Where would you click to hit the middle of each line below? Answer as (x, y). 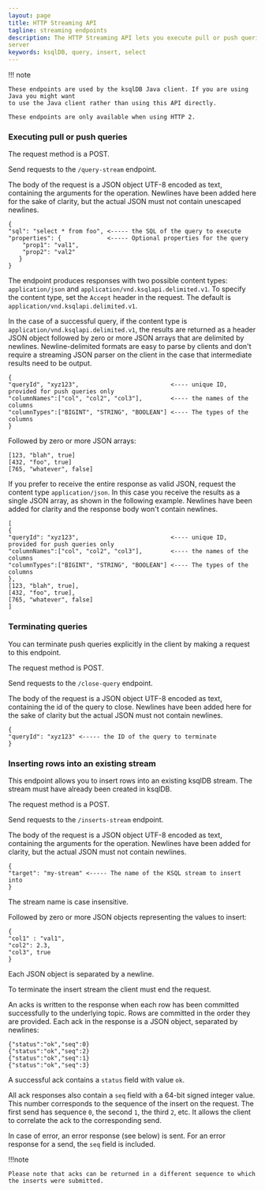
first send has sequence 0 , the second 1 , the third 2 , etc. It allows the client (129, 1112)
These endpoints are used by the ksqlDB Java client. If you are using (128, 89)
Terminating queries (48, 627)
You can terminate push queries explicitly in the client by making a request (129, 644)
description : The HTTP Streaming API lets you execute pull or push (123, 38)
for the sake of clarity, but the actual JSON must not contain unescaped (125, 202)
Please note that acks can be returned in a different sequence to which (132, 1174)
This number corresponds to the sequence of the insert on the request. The (131, 1103)
